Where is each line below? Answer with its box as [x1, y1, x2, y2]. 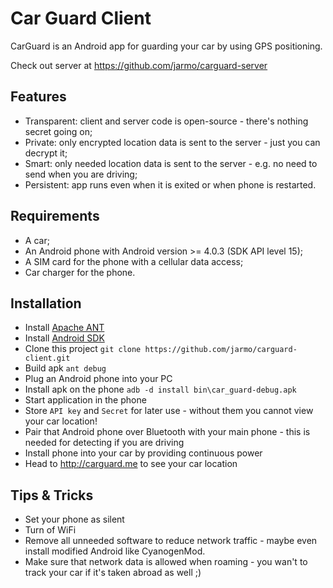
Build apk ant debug [24, 362, 107, 374]
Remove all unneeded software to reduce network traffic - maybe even [24, 535, 318, 547]
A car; [24, 234, 50, 246]
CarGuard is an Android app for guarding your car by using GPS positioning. [10, 40, 323, 52]
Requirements [10, 208, 100, 225]
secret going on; [24, 125, 93, 137]
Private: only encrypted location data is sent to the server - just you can [24, 136, 321, 148]
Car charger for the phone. [24, 266, 136, 278]
